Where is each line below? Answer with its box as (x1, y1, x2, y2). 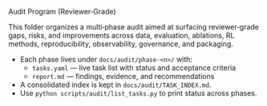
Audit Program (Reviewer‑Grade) (8, 7, 116, 16)
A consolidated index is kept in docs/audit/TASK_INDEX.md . (19, 80, 212, 89)
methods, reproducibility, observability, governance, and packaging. (8, 39, 234, 49)
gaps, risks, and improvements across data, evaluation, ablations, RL (8, 31, 235, 40)
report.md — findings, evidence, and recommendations (31, 72, 215, 80)
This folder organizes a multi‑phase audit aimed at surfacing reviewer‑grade (8, 22, 259, 31)
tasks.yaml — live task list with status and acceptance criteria (31, 63, 237, 73)
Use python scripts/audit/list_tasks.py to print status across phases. (19, 88, 257, 98)
